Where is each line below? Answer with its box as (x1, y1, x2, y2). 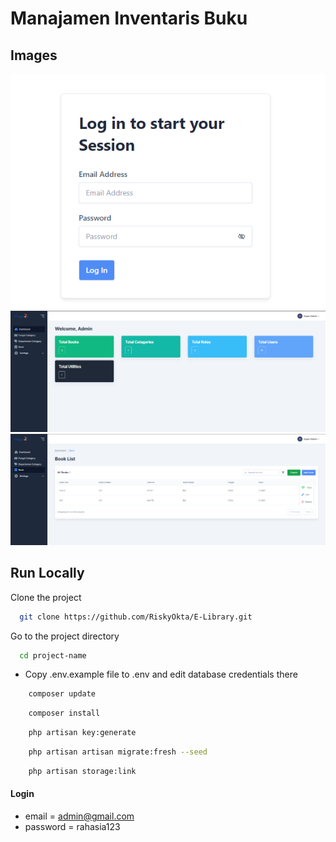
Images (10, 47, 58, 64)
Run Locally (10, 565, 85, 582)
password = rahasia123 (24, 821, 121, 833)
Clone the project (10, 591, 82, 603)
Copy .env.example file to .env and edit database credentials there (24, 668, 298, 681)
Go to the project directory (10, 630, 120, 642)
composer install (28, 708, 101, 719)
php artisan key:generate (28, 728, 137, 738)
